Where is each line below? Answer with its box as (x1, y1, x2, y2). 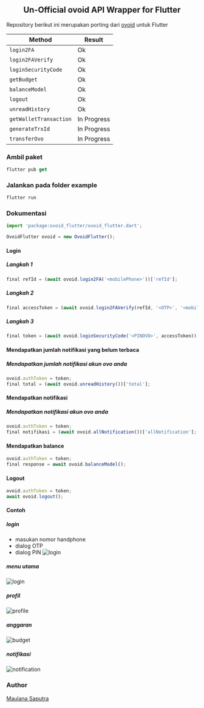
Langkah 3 (6, 318, 35, 325)
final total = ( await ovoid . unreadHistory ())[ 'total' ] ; (6, 381, 151, 387)
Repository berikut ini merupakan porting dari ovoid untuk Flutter (6, 21, 168, 28)
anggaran (6, 621, 32, 628)
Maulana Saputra (6, 695, 49, 702)
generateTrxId (9, 125, 50, 132)
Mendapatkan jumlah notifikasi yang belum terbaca (6, 346, 140, 353)
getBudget (9, 76, 38, 83)
